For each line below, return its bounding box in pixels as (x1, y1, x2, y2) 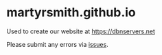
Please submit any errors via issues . (6, 40, 108, 48)
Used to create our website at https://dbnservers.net (6, 27, 155, 35)
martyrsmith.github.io (6, 5, 137, 20)
